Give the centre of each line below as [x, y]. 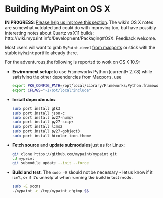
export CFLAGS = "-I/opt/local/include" [51, 90]
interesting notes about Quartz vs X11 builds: [50, 33]
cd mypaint [23, 158]
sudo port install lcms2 [37, 127]
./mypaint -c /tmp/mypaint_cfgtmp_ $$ [50, 191]
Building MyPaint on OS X [58, 9]
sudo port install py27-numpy [43, 118]
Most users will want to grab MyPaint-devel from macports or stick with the [80, 47]
